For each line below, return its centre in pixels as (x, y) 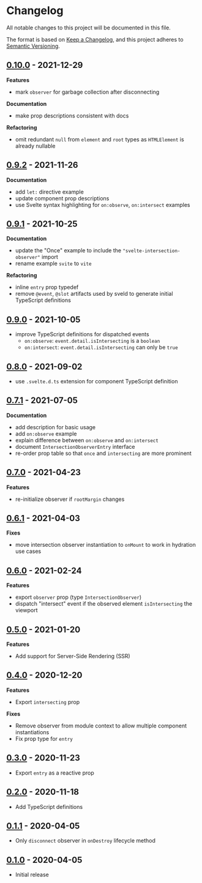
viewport (26, 611)
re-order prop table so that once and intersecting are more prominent (103, 453)
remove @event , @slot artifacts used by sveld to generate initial (94, 294)
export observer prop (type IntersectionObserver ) (78, 597)
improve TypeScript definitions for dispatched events (82, 334)
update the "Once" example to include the (68, 250)
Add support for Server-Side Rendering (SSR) (73, 656)
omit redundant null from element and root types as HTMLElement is (100, 139)
